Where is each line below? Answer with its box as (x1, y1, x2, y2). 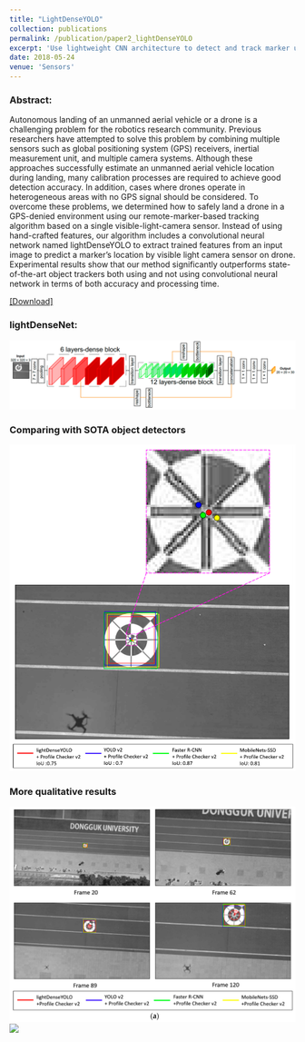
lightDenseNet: (9, 319, 78, 332)
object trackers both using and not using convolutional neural (48, 269, 279, 280)
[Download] (9, 296, 54, 307)
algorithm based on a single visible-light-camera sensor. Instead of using (9, 221, 283, 232)
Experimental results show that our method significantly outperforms (9, 259, 267, 270)
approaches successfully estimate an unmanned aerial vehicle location (9, 163, 275, 174)
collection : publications (9, 24, 107, 34)
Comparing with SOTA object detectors (9, 423, 186, 436)
